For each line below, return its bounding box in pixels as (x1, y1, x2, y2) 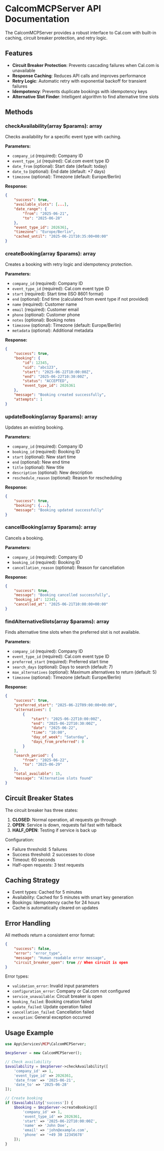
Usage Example (5, 1028, 54, 1037)
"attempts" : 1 (14, 397, 43, 402)
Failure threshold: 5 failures (12, 846, 68, 852)
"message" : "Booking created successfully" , (14, 392, 106, 398)
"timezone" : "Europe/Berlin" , (14, 229, 76, 234)
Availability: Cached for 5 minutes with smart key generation (12, 894, 134, 901)
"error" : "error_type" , (14, 951, 63, 956)
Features (5, 49, 33, 58)
